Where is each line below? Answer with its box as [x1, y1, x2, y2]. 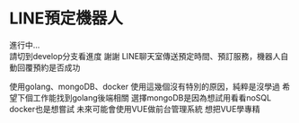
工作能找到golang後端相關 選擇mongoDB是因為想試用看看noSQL [32, 92, 272, 103]
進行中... [9, 40, 40, 50]
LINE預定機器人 [9, 8, 124, 29]
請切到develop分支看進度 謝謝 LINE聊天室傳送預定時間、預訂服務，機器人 [9, 50, 281, 61]
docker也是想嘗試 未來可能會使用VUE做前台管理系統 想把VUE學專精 [9, 103, 260, 114]
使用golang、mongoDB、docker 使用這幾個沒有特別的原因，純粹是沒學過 [9, 81, 280, 92]
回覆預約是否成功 [16, 62, 81, 73]
